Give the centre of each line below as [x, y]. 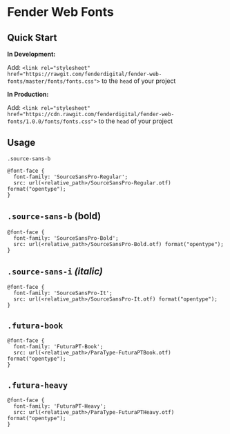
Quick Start [32, 38]
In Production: [28, 94]
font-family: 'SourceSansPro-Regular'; [71, 177]
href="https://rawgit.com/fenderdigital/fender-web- [85, 74]
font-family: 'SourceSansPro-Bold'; [66, 238]
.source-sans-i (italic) [55, 271]
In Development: [31, 54]
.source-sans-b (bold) [54, 216]
